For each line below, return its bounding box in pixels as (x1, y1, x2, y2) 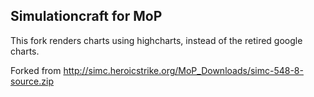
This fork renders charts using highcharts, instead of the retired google (10, 34, 303, 46)
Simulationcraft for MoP (10, 8, 163, 25)
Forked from (10, 64, 62, 76)
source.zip (10, 75, 54, 87)
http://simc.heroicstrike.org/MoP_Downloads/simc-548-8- (63, 64, 304, 76)
